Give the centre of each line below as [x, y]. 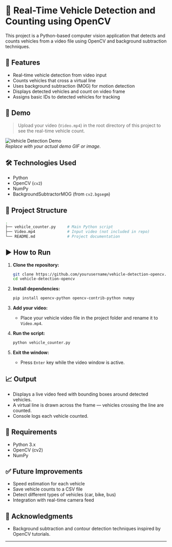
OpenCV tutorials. [31, 534]
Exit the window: [31, 353]
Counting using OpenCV [58, 21]
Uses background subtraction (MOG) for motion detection [74, 86]
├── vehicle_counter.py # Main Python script [59, 227]
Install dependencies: [36, 289]
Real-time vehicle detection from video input [59, 75]
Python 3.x [24, 444]
